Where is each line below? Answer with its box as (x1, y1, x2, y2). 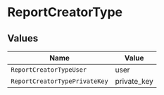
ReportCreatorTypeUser (11, 66, 87, 74)
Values (7, 32, 39, 44)
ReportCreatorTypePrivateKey (11, 77, 108, 85)
